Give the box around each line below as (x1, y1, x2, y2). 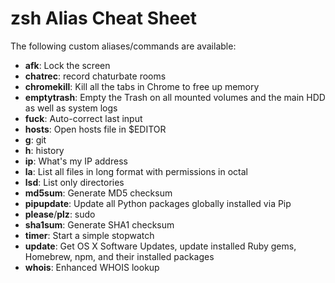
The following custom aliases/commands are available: (10, 40, 237, 52)
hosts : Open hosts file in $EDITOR (24, 123, 167, 135)
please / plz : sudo (24, 208, 96, 220)
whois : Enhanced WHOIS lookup (24, 261, 160, 273)
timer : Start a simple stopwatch (24, 229, 155, 241)
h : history (24, 144, 65, 156)
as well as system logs (24, 102, 118, 114)
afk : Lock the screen (24, 59, 111, 71)
